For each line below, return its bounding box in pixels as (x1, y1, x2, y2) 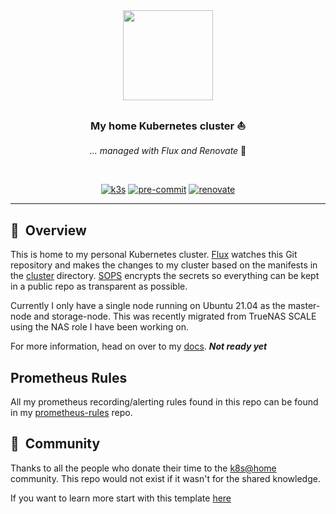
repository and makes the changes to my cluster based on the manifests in (10, 259, 318, 271)
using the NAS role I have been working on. (10, 321, 189, 333)
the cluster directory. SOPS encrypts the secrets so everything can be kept (10, 270, 320, 282)
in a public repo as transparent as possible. (10, 280, 188, 293)
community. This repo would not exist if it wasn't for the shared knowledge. (10, 472, 321, 484)
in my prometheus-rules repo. (10, 406, 133, 418)
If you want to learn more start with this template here (10, 492, 232, 504)
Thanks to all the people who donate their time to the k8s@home (10, 462, 277, 474)
